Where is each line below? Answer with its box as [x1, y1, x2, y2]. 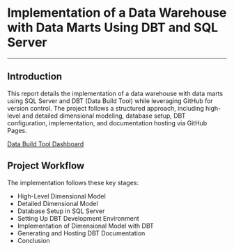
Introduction [7, 71, 63, 83]
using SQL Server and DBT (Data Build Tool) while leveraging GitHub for [7, 96, 214, 105]
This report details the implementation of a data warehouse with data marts [7, 89, 224, 97]
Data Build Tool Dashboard [7, 139, 84, 148]
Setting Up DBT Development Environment [17, 214, 139, 222]
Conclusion [17, 236, 50, 244]
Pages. [7, 126, 27, 134]
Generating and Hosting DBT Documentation [17, 228, 146, 237]
